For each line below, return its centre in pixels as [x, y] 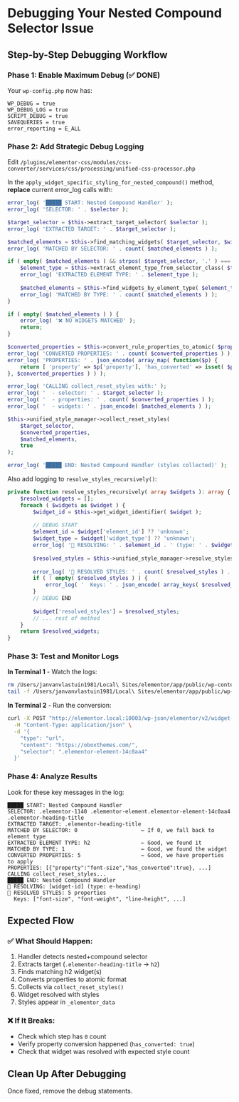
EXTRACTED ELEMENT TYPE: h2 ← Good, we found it [105, 843]
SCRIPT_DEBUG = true [38, 116]
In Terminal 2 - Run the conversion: [59, 706]
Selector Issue [51, 28]
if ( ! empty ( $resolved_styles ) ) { [90, 578]
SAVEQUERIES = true [36, 122]
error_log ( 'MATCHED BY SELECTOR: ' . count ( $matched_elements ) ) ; [113, 249]
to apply [20, 861]
